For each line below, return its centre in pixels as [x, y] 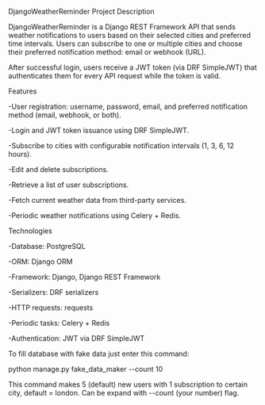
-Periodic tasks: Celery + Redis [59, 323]
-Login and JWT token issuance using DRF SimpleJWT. [98, 130]
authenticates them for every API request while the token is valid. [115, 76]
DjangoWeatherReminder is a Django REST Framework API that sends [122, 27]
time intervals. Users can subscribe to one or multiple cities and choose [125, 44]
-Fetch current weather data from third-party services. [97, 200]
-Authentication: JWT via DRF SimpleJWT [77, 338]
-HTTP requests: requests [51, 308]
